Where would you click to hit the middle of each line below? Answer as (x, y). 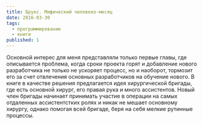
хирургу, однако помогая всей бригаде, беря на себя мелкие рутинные (100, 109)
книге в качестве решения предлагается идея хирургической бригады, (99, 83)
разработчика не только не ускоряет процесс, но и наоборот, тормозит (100, 70)
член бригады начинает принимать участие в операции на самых (92, 96)
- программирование (36, 29)
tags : (13, 23)
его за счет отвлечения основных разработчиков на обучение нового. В (101, 77)
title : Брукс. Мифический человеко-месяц (60, 12)
